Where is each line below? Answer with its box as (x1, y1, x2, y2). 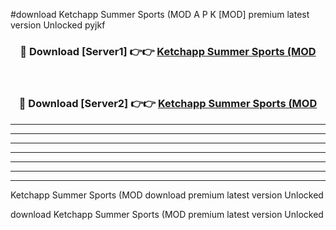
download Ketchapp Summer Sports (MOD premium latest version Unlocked (10, 208, 324, 220)
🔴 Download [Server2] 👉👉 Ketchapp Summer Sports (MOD (18, 97, 318, 111)
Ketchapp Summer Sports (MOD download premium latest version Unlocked (10, 189, 324, 201)
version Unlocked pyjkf (10, 19, 106, 31)
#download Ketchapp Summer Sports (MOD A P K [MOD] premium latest (10, 9, 310, 20)
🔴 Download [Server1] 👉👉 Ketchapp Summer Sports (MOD (19, 44, 317, 58)
